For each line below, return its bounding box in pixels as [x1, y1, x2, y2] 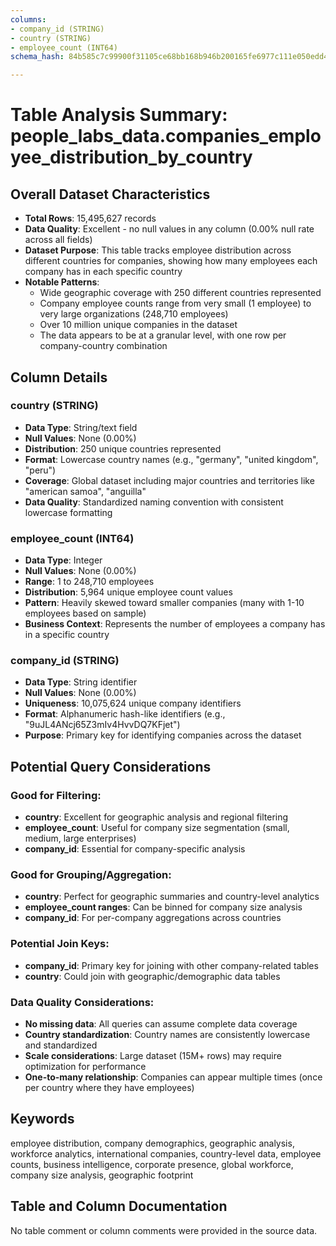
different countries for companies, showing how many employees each [24, 255, 318, 267]
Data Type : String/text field [24, 421, 138, 433]
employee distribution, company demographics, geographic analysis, [10, 1137, 295, 1149]
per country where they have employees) [24, 1081, 195, 1093]
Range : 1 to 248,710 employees [24, 576, 155, 588]
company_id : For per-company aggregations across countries [24, 912, 282, 924]
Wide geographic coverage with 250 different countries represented [39, 287, 322, 299]
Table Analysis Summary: [10, 104, 228, 126]
